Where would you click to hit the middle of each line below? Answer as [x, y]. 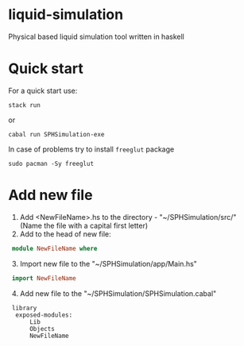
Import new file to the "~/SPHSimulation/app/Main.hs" [108, 263]
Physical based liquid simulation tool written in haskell [96, 37]
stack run [25, 105]
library [24, 308]
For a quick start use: [43, 90]
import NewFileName [44, 278]
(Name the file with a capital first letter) [84, 225]
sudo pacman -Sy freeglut [51, 163]
